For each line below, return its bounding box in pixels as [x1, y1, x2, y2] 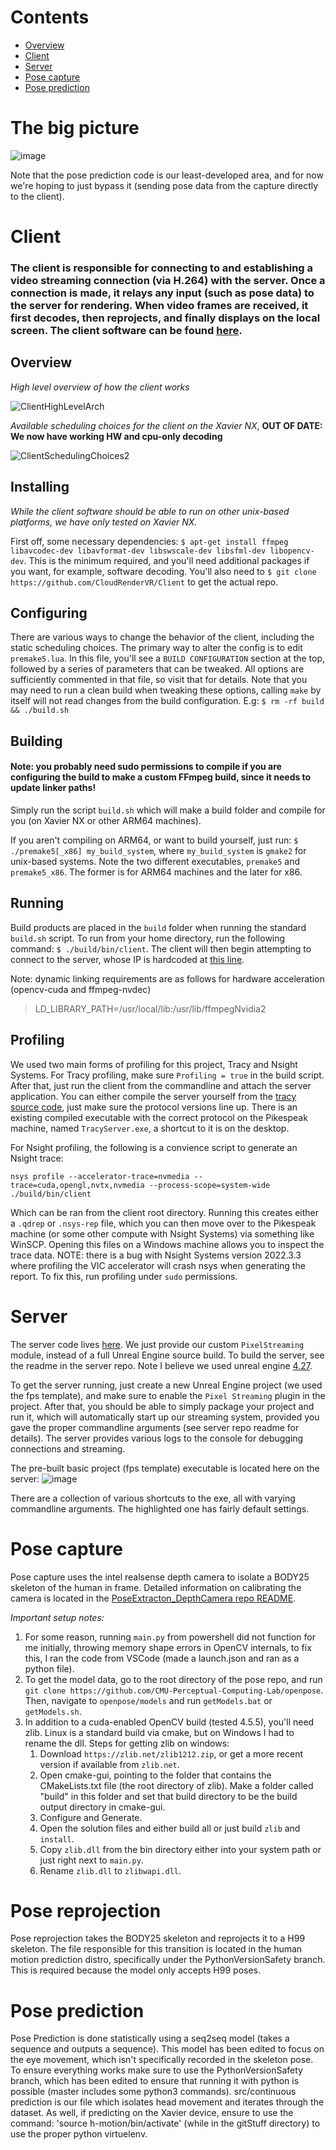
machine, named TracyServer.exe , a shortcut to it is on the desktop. [10, 1122, 290, 1134]
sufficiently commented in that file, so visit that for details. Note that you [10, 674, 308, 686]
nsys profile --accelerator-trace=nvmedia [10, 1171, 190, 1181]
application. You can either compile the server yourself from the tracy [10, 1090, 297, 1102]
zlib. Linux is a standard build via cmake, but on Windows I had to [24, 1726, 295, 1738]
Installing [10, 479, 70, 496]
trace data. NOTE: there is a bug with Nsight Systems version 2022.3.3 [10, 1249, 302, 1261]
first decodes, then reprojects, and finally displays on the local [10, 311, 321, 325]
